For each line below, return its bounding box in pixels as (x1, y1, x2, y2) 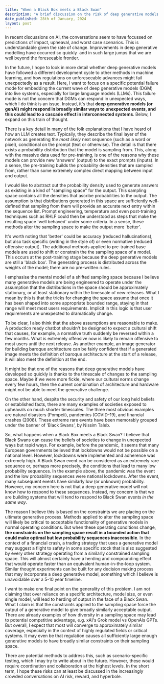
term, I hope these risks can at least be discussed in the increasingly (5, 668, 143, 674)
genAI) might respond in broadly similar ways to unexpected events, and (5, 106, 156, 112)
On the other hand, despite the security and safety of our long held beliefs (5, 396, 155, 402)
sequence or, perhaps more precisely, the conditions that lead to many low (5, 463, 156, 469)
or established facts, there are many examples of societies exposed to (5, 401, 147, 407)
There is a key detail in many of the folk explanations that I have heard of (5, 126, 152, 132)
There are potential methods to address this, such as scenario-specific (5, 653, 148, 659)
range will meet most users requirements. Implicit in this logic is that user (5, 306, 153, 311)
